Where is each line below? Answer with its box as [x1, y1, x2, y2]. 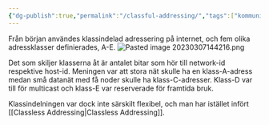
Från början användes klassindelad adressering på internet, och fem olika [8, 34, 251, 43]
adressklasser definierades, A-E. [8, 42, 116, 52]
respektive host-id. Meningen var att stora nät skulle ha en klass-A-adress [8, 66, 253, 76]
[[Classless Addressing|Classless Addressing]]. [8, 107, 166, 117]
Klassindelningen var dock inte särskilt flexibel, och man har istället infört [8, 99, 250, 108]
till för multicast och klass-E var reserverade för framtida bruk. [8, 83, 214, 93]
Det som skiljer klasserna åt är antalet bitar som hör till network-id [8, 58, 226, 67]
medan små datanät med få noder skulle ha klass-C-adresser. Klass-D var [8, 75, 253, 84]
